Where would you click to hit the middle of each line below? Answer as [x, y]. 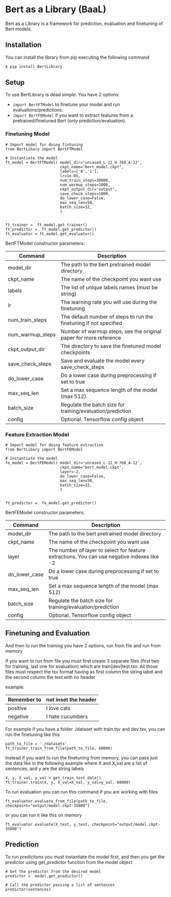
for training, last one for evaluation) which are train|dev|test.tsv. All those [82, 666]
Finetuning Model [27, 134]
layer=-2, [70, 472]
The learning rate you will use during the [109, 302]
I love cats [58, 708]
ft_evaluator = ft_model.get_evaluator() [50, 234]
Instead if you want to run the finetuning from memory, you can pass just [82, 757]
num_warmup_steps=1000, [85, 184]
